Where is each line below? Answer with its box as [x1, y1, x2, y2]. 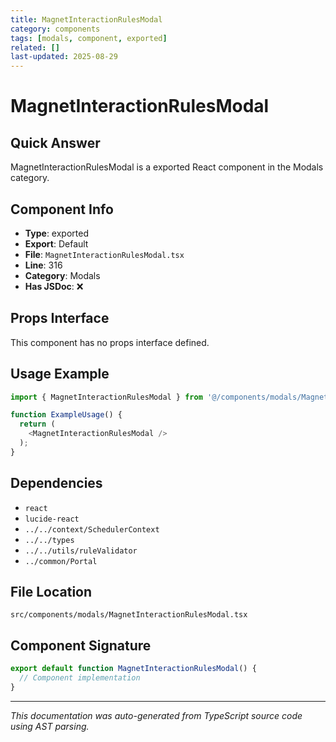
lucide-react [24, 514, 80, 524]
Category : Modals [24, 269, 101, 281]
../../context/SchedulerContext [24, 524, 160, 535]
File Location [10, 584, 93, 601]
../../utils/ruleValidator [24, 546, 138, 556]
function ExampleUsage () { [10, 410, 123, 420]
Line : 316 [24, 259, 63, 271]
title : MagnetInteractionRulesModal [10, 14, 163, 25]
